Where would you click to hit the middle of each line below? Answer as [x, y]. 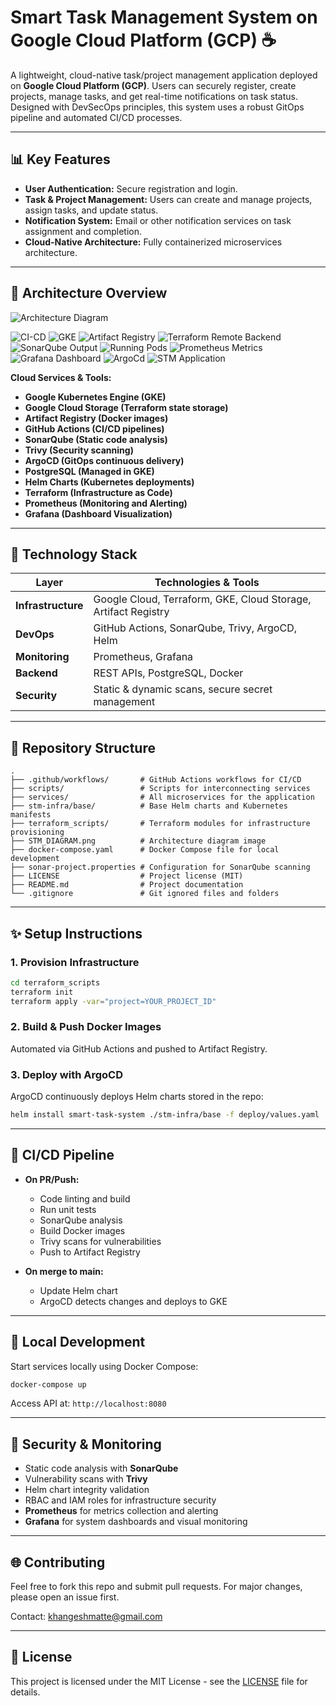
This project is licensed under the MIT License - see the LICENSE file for [159, 1681]
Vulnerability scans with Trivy [86, 1479]
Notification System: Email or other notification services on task [158, 220]
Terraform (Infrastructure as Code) [98, 492]
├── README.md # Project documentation [127, 885]
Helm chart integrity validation [87, 1490]
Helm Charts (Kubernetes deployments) [109, 482]
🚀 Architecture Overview [89, 293]
